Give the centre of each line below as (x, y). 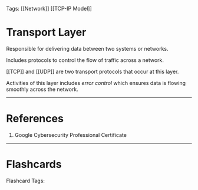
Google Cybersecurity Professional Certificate (70, 135)
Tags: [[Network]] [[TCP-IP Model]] (49, 9)
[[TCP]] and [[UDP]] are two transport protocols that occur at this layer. (93, 71)
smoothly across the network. (42, 89)
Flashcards (34, 164)
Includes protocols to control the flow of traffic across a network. (85, 60)
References (35, 119)
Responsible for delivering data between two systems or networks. (87, 48)
